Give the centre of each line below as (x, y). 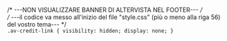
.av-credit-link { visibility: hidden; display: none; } (90, 31)
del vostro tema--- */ (37, 24)
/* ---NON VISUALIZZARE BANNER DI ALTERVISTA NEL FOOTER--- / (105, 10)
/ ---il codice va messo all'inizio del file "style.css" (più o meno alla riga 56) (114, 17)
